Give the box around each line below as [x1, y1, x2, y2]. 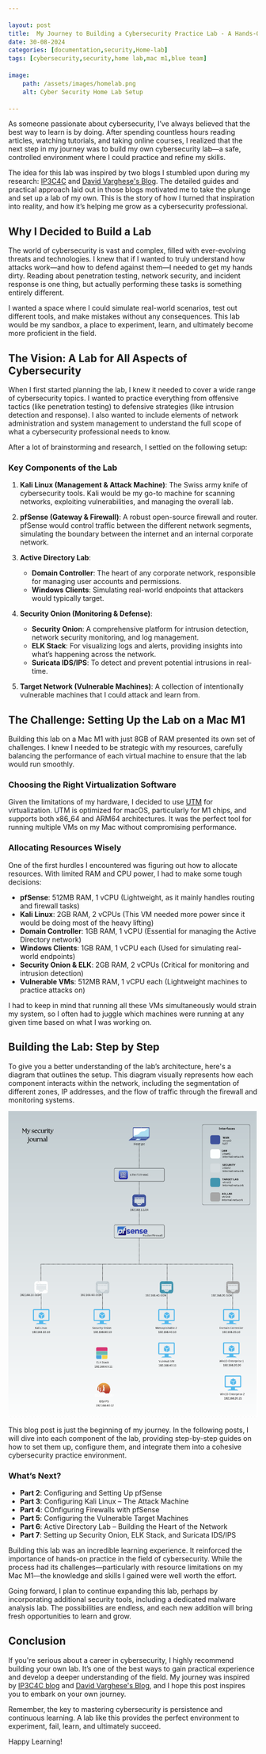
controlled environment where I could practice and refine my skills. [8, 153, 226, 162]
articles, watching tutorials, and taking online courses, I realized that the [8, 136, 243, 146]
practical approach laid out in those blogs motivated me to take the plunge [8, 185, 251, 194]
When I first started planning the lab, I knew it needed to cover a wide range [8, 385, 256, 394]
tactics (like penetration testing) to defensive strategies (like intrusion [8, 402, 234, 411]
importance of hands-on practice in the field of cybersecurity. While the [8, 1553, 243, 1563]
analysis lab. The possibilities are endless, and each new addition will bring [8, 1603, 253, 1612]
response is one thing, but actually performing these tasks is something [8, 280, 242, 289]
